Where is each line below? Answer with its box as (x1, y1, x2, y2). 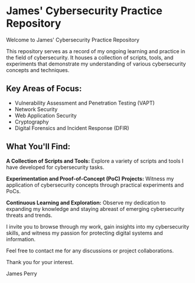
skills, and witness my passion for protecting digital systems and (6, 229, 164, 236)
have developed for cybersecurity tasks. (6, 164, 105, 171)
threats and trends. (6, 212, 53, 219)
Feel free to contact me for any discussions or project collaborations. (6, 247, 174, 254)
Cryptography (14, 118, 49, 125)
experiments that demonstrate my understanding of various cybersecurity (6, 60, 186, 67)
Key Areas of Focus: (6, 84, 82, 94)
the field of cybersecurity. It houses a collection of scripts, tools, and (6, 54, 174, 61)
